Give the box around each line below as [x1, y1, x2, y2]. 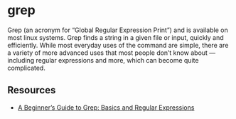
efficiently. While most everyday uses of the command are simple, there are [7, 41, 229, 49]
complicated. [7, 63, 46, 72]
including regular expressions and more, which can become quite [7, 56, 199, 64]
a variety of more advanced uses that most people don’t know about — [7, 48, 216, 57]
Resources [7, 84, 56, 96]
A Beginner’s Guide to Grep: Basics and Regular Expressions [17, 103, 195, 112]
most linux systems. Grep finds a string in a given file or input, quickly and [7, 33, 224, 41]
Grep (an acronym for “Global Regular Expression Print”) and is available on [7, 26, 229, 34]
